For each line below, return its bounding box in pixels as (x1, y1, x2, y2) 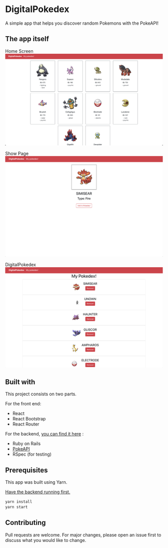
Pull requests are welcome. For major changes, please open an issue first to (5, 531, 161, 538)
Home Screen (5, 48, 33, 54)
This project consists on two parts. (5, 391, 76, 397)
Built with (5, 378, 35, 386)
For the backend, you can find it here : (5, 431, 84, 437)
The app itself (5, 35, 49, 43)
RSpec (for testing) (12, 451, 51, 458)
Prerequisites (5, 466, 48, 474)
